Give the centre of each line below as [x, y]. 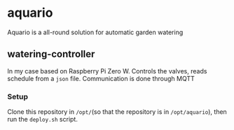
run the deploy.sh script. [43, 120]
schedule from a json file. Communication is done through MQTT [101, 78]
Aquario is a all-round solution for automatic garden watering [95, 32]
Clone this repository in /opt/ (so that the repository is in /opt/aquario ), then [117, 112]
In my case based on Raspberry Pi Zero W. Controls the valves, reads [107, 71]
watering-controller [51, 54]
